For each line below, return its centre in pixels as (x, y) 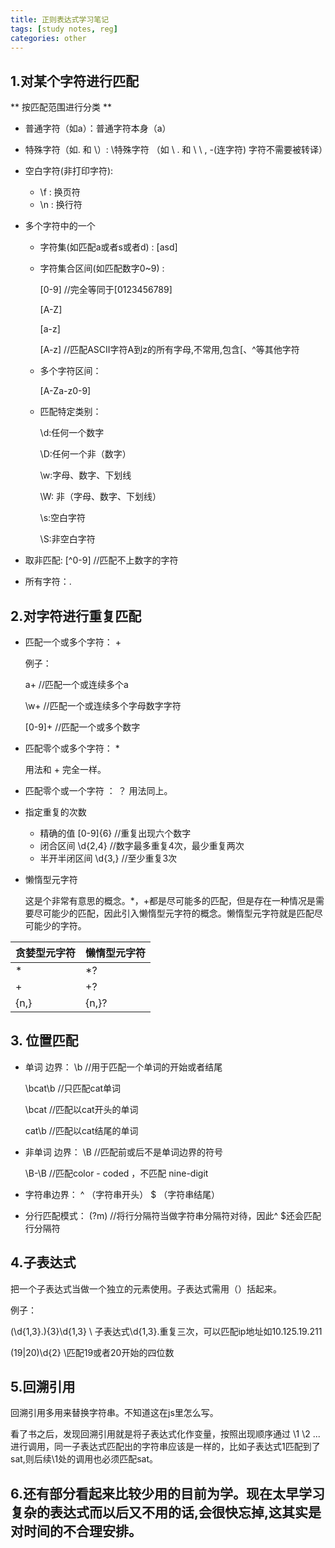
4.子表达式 (43, 1262)
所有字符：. (48, 582)
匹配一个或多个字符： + (73, 642)
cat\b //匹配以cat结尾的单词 (81, 1130)
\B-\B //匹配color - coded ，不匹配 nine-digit (116, 1173)
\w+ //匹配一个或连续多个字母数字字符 (103, 705)
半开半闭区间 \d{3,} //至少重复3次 (108, 858)
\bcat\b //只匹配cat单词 (73, 1088)
